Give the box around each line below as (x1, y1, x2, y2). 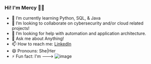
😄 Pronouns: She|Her (11, 48, 56, 54)
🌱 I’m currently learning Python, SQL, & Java (11, 15, 101, 21)
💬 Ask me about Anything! (11, 36, 64, 41)
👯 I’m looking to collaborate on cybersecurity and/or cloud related (11, 20, 144, 26)
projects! (11, 26, 30, 31)
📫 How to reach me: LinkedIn (11, 41, 72, 47)
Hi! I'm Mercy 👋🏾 (4, 4, 45, 11)
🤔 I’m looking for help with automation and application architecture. (11, 31, 147, 37)
